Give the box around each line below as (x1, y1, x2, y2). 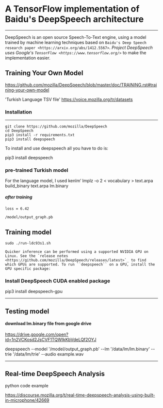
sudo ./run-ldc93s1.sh (5, 241, 51, 246)
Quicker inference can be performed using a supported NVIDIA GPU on (5, 249, 149, 254)
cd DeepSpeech (5, 129, 34, 133)
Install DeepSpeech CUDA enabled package (5, 277, 111, 284)
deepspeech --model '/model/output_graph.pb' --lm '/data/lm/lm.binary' (5, 346, 150, 352)
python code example (5, 382, 49, 389)
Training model (5, 228, 52, 236)
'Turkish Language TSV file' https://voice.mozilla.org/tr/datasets (5, 96, 133, 102)
